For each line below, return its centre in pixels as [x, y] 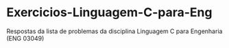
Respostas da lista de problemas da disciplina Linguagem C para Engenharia [114, 31]
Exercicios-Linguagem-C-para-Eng [109, 13]
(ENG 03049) [25, 38]
